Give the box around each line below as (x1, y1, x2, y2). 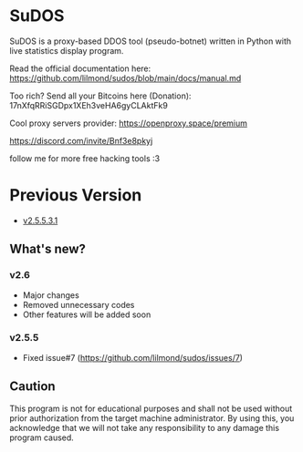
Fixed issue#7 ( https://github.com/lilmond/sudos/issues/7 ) (22, 352, 244, 363)
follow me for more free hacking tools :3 (9, 152, 161, 164)
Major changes (22, 289, 79, 301)
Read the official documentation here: (9, 63, 151, 74)
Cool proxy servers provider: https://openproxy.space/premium (9, 118, 248, 128)
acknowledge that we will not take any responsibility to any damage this (9, 422, 280, 433)
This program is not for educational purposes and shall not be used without (9, 403, 293, 414)
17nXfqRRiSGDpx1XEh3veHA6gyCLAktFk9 (9, 99, 169, 110)
